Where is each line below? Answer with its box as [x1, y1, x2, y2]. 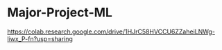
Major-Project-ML [7, 5, 113, 21]
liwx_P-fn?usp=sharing [7, 34, 73, 42]
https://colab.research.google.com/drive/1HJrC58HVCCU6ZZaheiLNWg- [7, 27, 215, 36]
